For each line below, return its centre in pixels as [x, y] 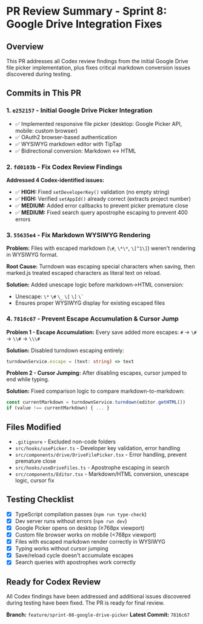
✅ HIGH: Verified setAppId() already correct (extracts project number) [103, 198]
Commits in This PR [44, 93]
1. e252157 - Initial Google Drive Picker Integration [79, 111]
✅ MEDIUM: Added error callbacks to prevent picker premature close [101, 206]
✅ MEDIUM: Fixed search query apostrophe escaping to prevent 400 [101, 212]
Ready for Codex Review [54, 582]
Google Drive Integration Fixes [84, 24]
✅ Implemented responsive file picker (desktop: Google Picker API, [98, 123]
